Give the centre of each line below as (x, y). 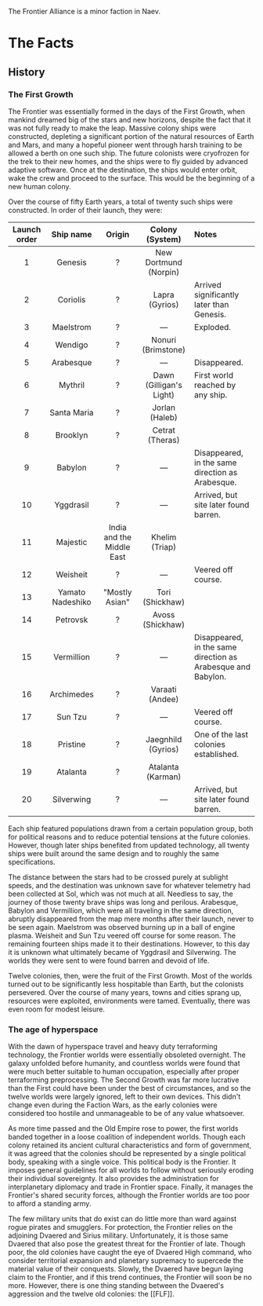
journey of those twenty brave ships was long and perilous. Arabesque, (123, 902)
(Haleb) (164, 417)
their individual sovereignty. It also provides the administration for (113, 1179)
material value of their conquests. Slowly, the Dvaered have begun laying (126, 1269)
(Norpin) (164, 272)
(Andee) (164, 699)
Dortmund (164, 262)
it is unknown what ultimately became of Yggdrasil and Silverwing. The (122, 952)
